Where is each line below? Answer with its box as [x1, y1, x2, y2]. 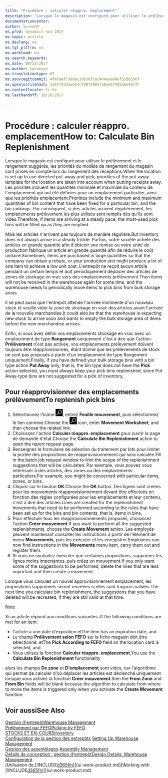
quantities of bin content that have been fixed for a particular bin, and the [5, 200, 156, 206]
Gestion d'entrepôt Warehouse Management [5, 719, 96, 725]
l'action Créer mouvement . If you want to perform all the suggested [12, 521, 151, 527]
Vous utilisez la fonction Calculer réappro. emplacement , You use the [12, 650, 156, 656]
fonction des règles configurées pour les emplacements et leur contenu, [12, 494, 161, 500]
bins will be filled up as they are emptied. [5, 222, 90, 228]
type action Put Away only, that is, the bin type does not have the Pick [5, 362, 150, 368]
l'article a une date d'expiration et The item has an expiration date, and [12, 629, 156, 635]
